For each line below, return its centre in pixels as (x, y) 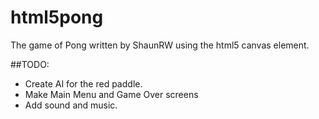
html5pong (57, 17)
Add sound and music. (71, 105)
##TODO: (30, 64)
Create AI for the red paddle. (83, 83)
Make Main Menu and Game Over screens (111, 94)
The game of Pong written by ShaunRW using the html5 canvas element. (160, 45)
